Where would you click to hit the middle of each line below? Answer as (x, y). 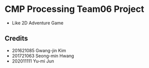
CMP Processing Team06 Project (74, 9)
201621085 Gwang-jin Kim (39, 50)
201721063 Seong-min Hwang (43, 56)
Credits (16, 38)
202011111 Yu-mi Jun (33, 61)
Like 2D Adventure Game (38, 23)
